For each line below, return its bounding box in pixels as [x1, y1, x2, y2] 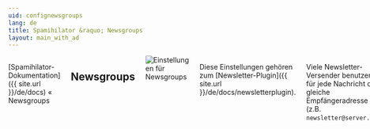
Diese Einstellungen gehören [198, 63, 293, 72]
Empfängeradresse [306, 96, 368, 105]
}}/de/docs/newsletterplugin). [198, 88, 296, 97]
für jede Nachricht [306, 79, 366, 89]
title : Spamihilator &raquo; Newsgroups [8, 26, 144, 34]
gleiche [306, 88, 330, 97]
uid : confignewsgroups [8, 11, 83, 20]
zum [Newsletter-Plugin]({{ [198, 70, 288, 80]
